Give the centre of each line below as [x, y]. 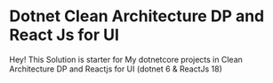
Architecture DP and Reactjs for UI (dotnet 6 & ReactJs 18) [116, 69]
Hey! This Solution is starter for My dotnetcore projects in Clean [126, 59]
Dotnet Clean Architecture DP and [137, 16]
